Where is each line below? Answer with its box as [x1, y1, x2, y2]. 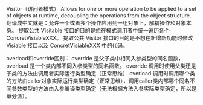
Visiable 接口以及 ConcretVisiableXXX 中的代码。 [6, 42, 129, 49]
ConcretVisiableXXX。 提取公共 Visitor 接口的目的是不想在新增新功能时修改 [6, 34, 193, 41]
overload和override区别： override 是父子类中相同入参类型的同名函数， [6, 55, 184, 62]
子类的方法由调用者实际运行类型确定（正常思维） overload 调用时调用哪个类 [6, 70, 195, 77]
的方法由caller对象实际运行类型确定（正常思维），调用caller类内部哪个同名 [6, 77, 190, 84]
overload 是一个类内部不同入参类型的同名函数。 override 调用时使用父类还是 [6, 62, 196, 69]
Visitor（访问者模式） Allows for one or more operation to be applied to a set [6, 5, 197, 12]
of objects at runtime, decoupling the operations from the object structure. [6, 12, 192, 19]
